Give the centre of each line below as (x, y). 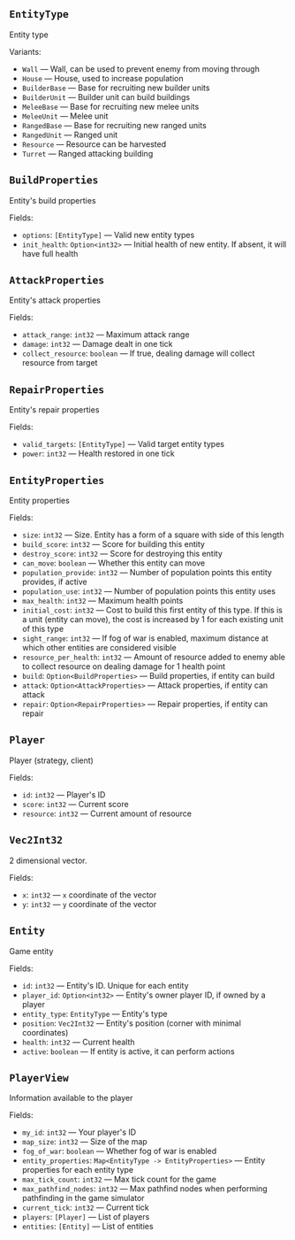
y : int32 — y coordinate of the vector (89, 904)
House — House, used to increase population (102, 78)
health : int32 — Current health (78, 1042)
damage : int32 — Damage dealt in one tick (98, 344)
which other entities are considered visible (99, 648)
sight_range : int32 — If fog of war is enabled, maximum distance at (145, 638)
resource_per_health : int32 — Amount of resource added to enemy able (153, 657)
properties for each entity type (78, 1170)
